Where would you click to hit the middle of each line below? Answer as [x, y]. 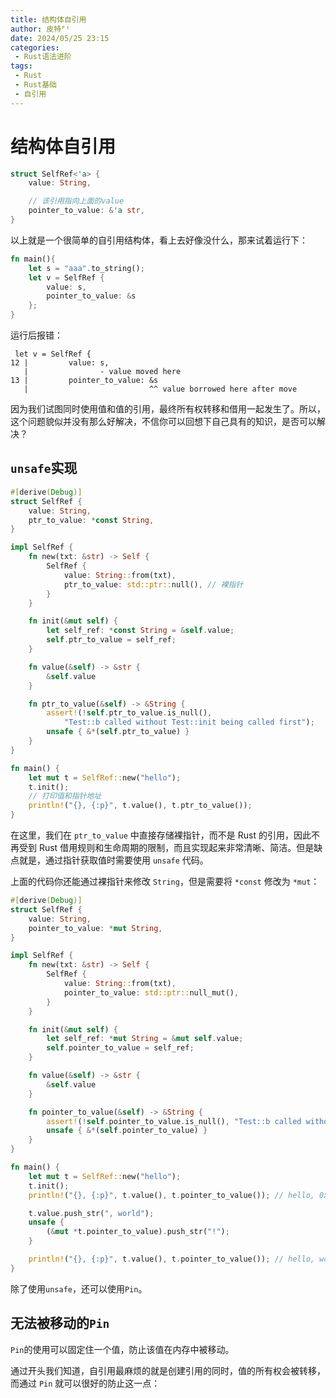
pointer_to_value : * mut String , [95, 928]
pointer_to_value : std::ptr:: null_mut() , [151, 992]
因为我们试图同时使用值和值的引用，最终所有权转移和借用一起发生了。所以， [168, 409]
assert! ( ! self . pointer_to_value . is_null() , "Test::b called [174, 1121]
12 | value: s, [60, 363]
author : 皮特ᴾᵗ [40, 29]
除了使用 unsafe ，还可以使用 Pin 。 [79, 1288]
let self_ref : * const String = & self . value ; [140, 631]
